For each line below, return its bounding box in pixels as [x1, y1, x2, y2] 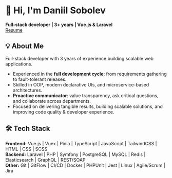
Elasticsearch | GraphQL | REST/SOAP [5, 157, 86, 163]
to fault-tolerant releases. [12, 76, 67, 82]
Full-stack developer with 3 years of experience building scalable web [5, 55, 154, 61]
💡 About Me [5, 42, 44, 51]
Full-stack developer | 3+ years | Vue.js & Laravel [5, 21, 113, 28]
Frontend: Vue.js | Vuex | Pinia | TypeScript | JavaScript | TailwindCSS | [5, 140, 158, 146]
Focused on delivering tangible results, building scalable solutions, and [12, 103, 163, 109]
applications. [5, 61, 32, 67]
